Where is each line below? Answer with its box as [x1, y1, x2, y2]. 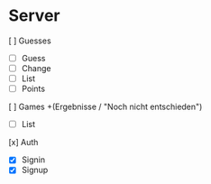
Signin [21, 154, 46, 165]
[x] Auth [8, 137, 39, 148]
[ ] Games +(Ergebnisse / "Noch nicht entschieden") [8, 101, 203, 113]
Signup [21, 164, 49, 176]
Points [21, 83, 46, 95]
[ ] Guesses [8, 35, 51, 46]
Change [21, 63, 51, 73]
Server [8, 5, 60, 26]
